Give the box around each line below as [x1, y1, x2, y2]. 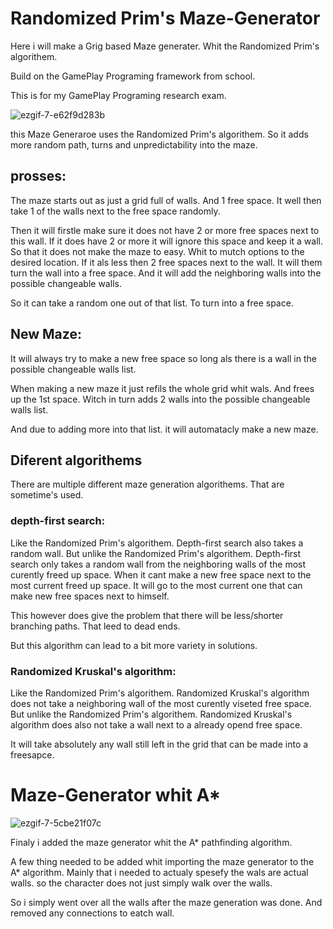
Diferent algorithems [10, 452, 143, 469]
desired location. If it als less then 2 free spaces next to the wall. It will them [10, 256, 323, 268]
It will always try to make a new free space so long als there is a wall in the [10, 352, 317, 364]
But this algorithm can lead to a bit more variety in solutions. [10, 639, 258, 651]
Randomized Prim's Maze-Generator [10, 7, 321, 30]
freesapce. [10, 748, 55, 761]
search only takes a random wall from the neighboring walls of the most [10, 558, 307, 570]
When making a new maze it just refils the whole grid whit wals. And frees [10, 382, 315, 394]
